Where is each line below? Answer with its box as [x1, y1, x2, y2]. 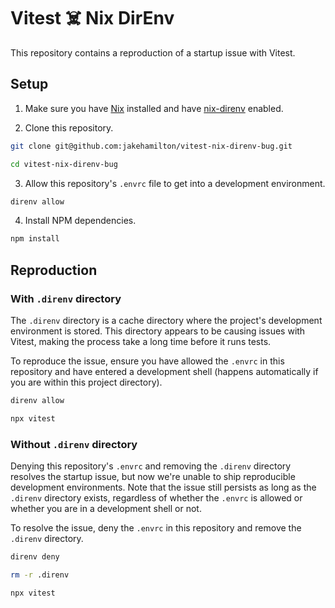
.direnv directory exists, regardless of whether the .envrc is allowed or [10, 491, 303, 504]
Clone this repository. [24, 121, 114, 134]
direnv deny [10, 551, 60, 562]
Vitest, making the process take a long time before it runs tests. [10, 335, 272, 347]
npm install [10, 234, 60, 244]
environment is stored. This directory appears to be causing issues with [10, 325, 306, 337]
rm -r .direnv [10, 570, 70, 580]
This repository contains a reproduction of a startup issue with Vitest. [10, 46, 296, 59]
